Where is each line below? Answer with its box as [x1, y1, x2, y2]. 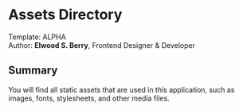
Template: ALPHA [8, 32, 66, 42]
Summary [8, 64, 58, 77]
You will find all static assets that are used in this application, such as [8, 85, 235, 94]
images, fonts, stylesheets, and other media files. [8, 93, 170, 103]
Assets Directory [8, 6, 123, 24]
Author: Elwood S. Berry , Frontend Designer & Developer [8, 40, 195, 50]
